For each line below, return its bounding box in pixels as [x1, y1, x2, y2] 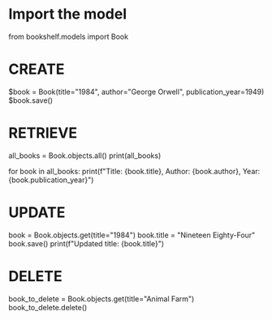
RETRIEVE [8, 124, 78, 143]
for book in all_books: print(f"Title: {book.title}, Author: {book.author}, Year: [8, 166, 261, 176]
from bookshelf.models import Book [8, 32, 128, 41]
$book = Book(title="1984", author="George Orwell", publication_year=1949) [8, 87, 265, 96]
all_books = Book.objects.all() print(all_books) [8, 151, 162, 160]
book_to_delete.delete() [8, 302, 88, 312]
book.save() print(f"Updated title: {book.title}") [8, 238, 165, 248]
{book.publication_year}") [8, 175, 94, 185]
